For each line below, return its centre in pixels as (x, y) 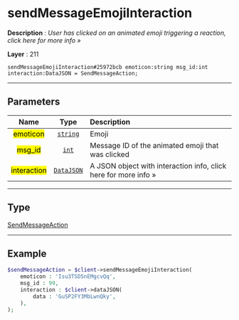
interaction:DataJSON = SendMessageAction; (73, 73)
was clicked (110, 154)
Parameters (34, 102)
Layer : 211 (23, 54)
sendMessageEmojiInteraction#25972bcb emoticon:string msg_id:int (108, 67)
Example (27, 254)
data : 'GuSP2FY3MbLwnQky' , (74, 297)
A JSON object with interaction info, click (158, 166)
